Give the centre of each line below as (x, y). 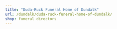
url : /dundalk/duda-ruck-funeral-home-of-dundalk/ (59, 14)
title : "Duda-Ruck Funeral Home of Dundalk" (52, 10)
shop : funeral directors (31, 19)
